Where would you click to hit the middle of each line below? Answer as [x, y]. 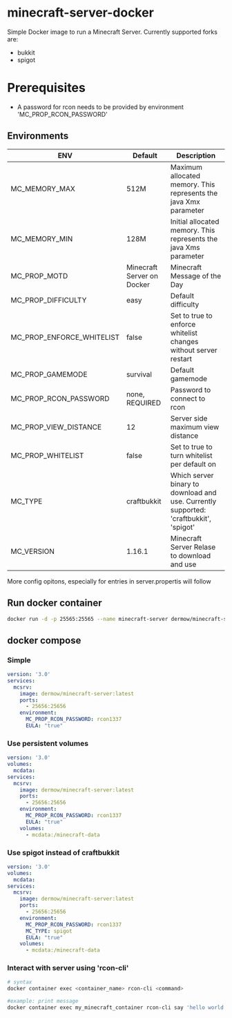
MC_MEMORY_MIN [42, 238]
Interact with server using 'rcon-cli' [68, 968]
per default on [193, 464]
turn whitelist [191, 455]
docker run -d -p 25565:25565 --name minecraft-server [88, 619]
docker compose [44, 640]
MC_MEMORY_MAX [43, 189]
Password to [191, 390]
